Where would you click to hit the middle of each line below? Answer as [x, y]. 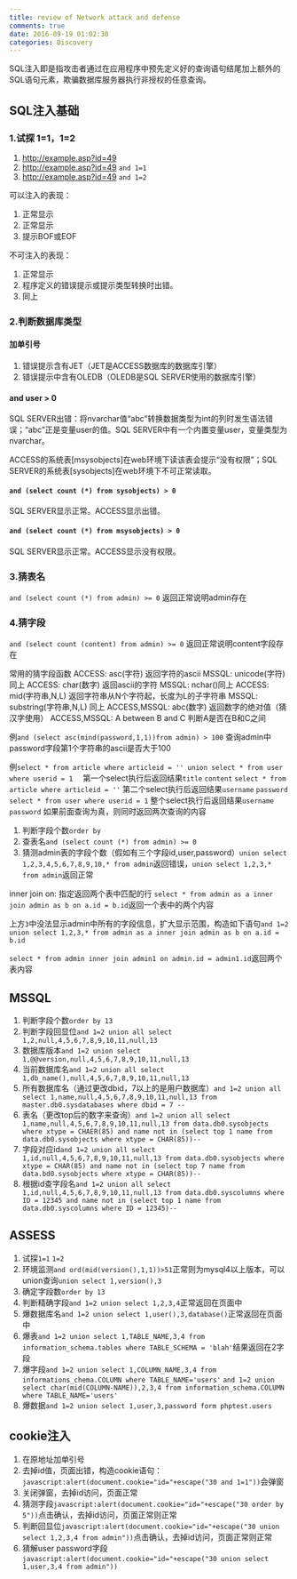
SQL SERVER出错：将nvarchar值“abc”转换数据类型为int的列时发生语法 [137, 419]
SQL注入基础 [44, 111]
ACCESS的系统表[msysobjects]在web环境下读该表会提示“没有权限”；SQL [143, 460]
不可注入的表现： [40, 255]
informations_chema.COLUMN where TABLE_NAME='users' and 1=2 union [148, 1380]
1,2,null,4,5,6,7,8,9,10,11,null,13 [90, 1041]
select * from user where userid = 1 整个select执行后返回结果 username [142, 800]
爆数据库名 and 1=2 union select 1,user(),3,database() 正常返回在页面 [152, 1313]
